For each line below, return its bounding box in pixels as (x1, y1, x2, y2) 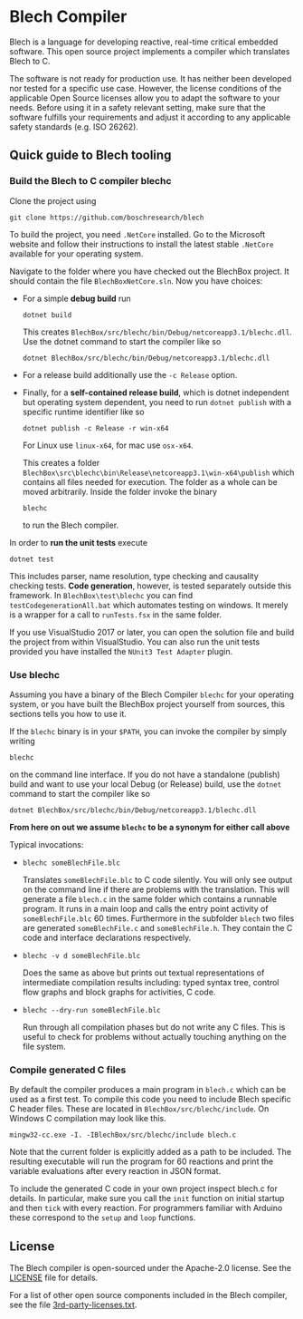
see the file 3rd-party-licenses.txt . (9, 1299, 137, 1311)
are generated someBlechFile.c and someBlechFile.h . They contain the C (22, 922, 293, 933)
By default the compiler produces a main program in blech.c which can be (9, 1084, 287, 1095)
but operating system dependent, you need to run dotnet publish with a (22, 396, 292, 407)
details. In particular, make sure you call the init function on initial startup (9, 1193, 285, 1204)
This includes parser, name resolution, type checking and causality (9, 570, 260, 581)
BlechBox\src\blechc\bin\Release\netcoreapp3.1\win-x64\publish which (22, 467, 295, 478)
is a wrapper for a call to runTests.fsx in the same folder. (9, 609, 223, 620)
